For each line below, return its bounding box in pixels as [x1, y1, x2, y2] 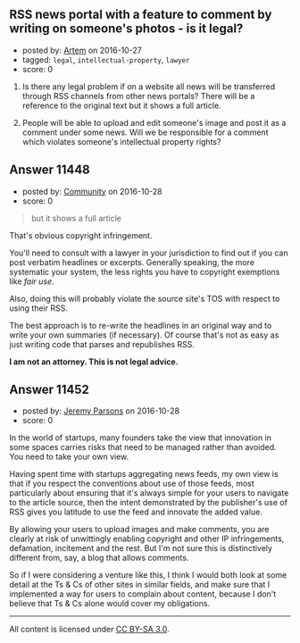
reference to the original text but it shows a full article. [21, 100, 221, 111]
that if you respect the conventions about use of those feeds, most [9, 478, 254, 489]
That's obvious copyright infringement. [9, 230, 153, 240]
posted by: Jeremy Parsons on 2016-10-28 [21, 405, 180, 416]
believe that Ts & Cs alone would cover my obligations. [9, 598, 211, 609]
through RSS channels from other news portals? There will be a [21, 90, 255, 101]
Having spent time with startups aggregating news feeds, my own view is [9, 469, 279, 480]
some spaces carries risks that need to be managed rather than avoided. [9, 442, 277, 453]
